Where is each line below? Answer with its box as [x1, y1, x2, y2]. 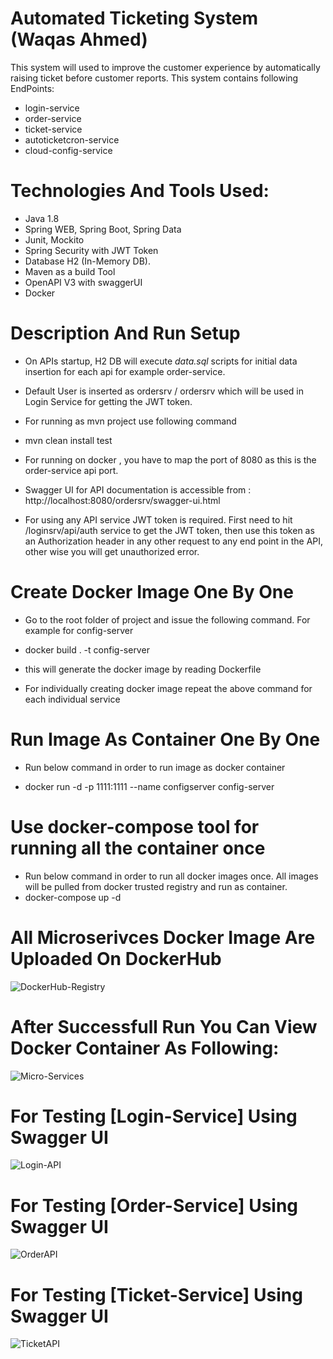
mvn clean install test [24, 434, 113, 446]
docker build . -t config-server [24, 643, 150, 656]
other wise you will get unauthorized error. [24, 545, 200, 557]
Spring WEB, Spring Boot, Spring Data [24, 223, 182, 235]
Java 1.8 [24, 212, 60, 224]
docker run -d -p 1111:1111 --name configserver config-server [24, 780, 275, 792]
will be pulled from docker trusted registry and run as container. [24, 880, 288, 892]
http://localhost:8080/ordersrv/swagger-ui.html [24, 494, 221, 506]
